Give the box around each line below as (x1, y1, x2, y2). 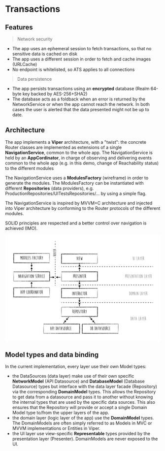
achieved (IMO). (5, 225, 38, 231)
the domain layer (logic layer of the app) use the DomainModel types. (12, 415, 154, 421)
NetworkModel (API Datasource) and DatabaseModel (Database (12, 378, 145, 385)
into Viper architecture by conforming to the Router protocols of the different (5, 205, 161, 211)
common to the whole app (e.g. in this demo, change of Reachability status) (5, 160, 159, 166)
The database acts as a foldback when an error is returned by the (12, 96, 145, 102)
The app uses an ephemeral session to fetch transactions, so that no (12, 46, 152, 51)
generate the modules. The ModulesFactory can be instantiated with (5, 180, 144, 186)
